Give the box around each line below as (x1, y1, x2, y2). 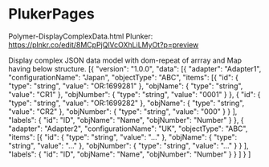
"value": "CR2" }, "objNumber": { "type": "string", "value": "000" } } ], (8, 106, 238, 116)
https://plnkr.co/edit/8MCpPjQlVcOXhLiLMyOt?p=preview (8, 39, 199, 49)
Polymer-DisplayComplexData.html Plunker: (8, 31, 153, 41)
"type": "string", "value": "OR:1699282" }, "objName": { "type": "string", (8, 98, 245, 108)
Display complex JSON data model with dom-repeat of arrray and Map (8, 55, 243, 65)
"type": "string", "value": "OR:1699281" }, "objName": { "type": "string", (8, 81, 243, 91)
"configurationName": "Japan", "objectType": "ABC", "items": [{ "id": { (8, 72, 238, 82)
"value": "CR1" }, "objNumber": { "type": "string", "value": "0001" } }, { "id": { (8, 89, 261, 99)
